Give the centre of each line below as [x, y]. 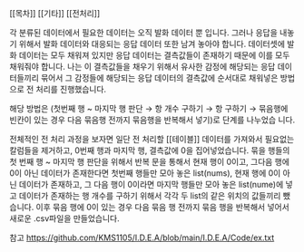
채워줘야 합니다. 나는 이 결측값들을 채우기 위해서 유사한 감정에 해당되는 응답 [142, 67]
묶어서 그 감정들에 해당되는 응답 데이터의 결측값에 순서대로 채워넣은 [159, 78]
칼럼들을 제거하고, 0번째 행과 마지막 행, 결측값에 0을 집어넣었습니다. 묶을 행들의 [150, 150]
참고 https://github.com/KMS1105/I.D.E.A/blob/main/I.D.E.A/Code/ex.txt [142, 237]
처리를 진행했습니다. [71, 89]
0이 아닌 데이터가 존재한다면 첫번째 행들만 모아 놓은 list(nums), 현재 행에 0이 [145, 173]
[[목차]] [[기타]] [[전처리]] [55, 13]
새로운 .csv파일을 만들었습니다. [64, 218]
